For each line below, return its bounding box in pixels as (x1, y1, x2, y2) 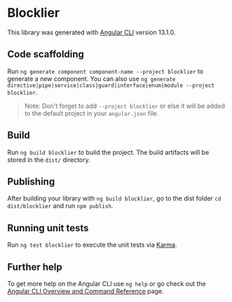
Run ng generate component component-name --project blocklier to (7, 67, 204, 75)
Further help (7, 261, 63, 273)
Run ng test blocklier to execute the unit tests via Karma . (7, 240, 177, 249)
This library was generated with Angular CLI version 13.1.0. (7, 28, 176, 36)
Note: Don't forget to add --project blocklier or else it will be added (24, 102, 226, 110)
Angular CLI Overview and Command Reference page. (7, 287, 164, 295)
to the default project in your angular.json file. (24, 109, 159, 117)
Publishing (7, 175, 55, 187)
